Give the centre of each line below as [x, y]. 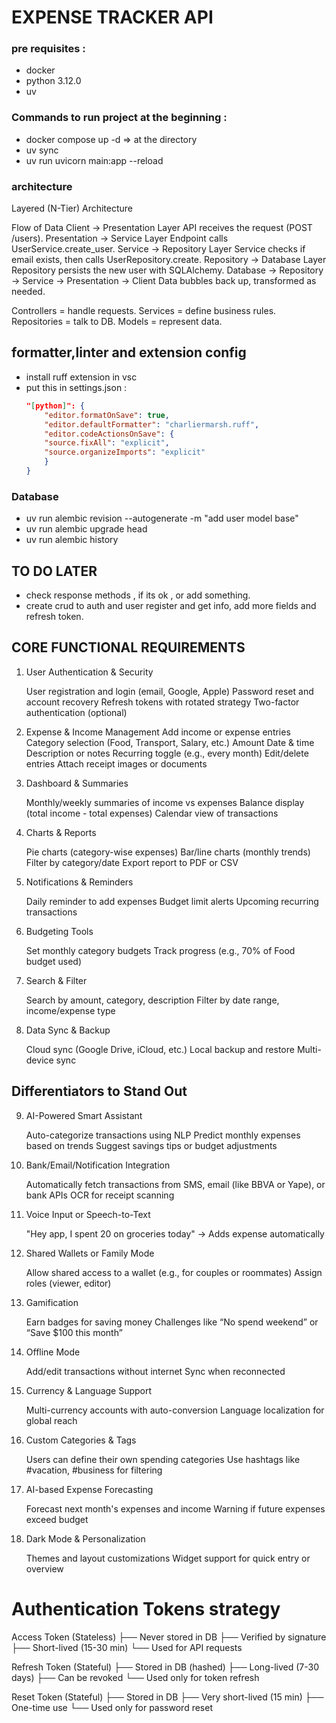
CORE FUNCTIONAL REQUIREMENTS [128, 647]
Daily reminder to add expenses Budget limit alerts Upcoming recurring [172, 901]
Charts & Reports [61, 832]
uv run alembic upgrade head [86, 529]
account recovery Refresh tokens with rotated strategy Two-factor [162, 702]
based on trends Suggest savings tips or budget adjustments [151, 1145]
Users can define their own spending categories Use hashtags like [163, 1459]
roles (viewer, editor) [68, 1283]
